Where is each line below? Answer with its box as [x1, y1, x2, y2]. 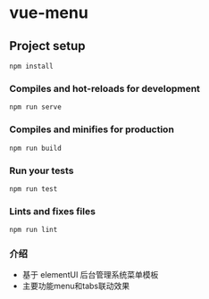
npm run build [9, 144, 63, 153]
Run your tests [9, 164, 74, 177]
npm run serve [9, 103, 63, 112]
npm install [9, 62, 54, 71]
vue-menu [9, 3, 89, 23]
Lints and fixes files [9, 204, 96, 217]
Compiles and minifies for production [9, 123, 174, 136]
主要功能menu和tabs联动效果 [21, 280, 130, 292]
